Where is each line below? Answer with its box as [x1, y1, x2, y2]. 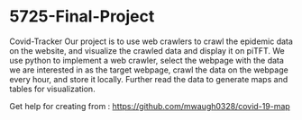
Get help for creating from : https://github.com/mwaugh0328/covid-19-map [9, 100, 290, 111]
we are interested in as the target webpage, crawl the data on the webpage [9, 64, 288, 75]
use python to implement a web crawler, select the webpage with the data [9, 55, 284, 65]
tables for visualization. [9, 83, 96, 94]
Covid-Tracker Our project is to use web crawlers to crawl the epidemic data [9, 36, 293, 47]
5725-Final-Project [9, 6, 155, 27]
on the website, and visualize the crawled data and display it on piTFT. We [9, 45, 286, 56]
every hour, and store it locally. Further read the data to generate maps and [9, 73, 288, 84]
